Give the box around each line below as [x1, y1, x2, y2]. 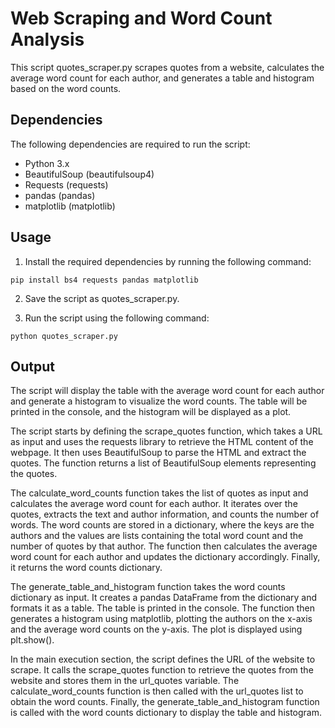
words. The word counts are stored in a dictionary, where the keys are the [10, 519, 315, 531]
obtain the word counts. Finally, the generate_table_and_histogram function [10, 696, 320, 708]
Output [10, 358, 55, 375]
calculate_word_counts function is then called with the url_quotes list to [10, 685, 304, 697]
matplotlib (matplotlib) [24, 200, 116, 212]
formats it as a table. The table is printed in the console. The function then [10, 602, 316, 614]
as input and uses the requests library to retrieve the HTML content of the [10, 436, 314, 448]
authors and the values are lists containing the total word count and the [10, 530, 304, 542]
